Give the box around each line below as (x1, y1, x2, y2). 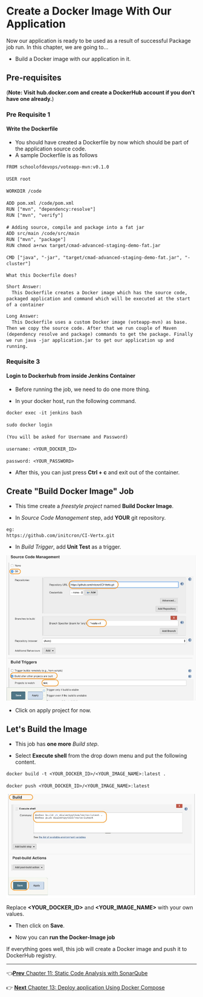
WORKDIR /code (6, 188, 42, 194)
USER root (6, 176, 31, 182)
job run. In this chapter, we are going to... (6, 44, 109, 51)
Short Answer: (6, 283, 42, 289)
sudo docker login (6, 422, 53, 428)
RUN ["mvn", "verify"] (6, 212, 63, 218)
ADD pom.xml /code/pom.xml (6, 200, 74, 206)
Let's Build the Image (6, 724, 88, 735)
